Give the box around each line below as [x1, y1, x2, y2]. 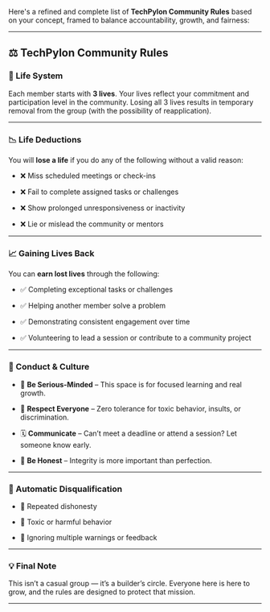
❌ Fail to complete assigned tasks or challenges [19, 187, 179, 196]
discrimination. [19, 412, 70, 422]
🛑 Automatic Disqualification [8, 483, 123, 494]
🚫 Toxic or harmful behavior [19, 517, 112, 527]
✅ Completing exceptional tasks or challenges [19, 285, 174, 295]
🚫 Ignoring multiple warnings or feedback [19, 532, 157, 542]
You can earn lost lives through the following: [8, 269, 160, 279]
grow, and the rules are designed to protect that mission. [8, 587, 195, 597]
